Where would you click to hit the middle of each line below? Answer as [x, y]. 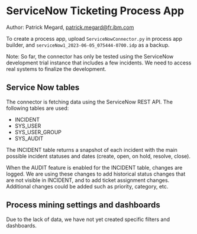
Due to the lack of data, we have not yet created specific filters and [88, 219]
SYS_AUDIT [29, 138]
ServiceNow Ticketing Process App [95, 11]
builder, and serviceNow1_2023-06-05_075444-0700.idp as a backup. [88, 45]
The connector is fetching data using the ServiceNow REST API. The [90, 102]
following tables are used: [38, 108]
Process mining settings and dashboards [83, 205]
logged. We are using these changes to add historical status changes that [96, 174]
